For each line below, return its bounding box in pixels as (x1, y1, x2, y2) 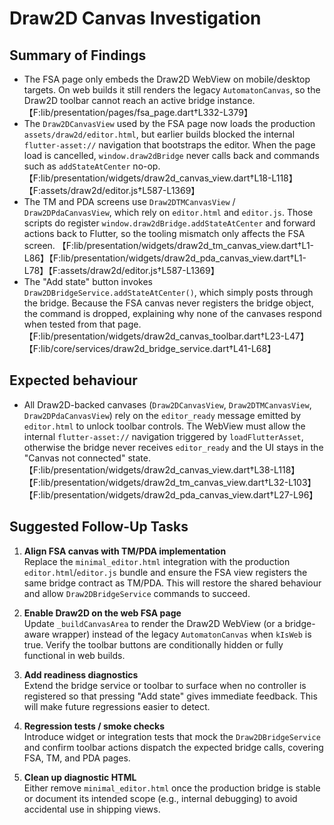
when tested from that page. (23, 318, 142, 330)
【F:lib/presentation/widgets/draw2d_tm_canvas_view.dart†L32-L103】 (23, 476, 317, 488)
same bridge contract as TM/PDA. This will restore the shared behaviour (23, 577, 322, 589)
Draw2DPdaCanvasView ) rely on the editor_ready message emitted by (23, 409, 302, 421)
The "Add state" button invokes (23, 276, 153, 287)
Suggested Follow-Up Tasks (9, 518, 189, 536)
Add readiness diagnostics (23, 668, 139, 681)
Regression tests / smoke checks (23, 720, 166, 732)
